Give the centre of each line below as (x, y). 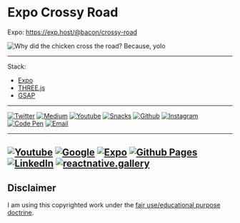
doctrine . (21, 213)
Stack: (17, 66)
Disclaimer (32, 188)
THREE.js (31, 88)
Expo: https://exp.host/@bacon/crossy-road (72, 32)
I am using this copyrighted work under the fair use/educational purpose (114, 205)
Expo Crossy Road (63, 12)
